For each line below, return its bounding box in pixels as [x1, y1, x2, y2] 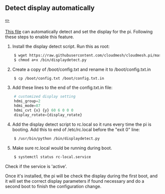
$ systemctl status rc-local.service [14, 154, 91, 159]
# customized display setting [14, 94, 76, 99]
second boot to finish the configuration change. [5, 183, 102, 189]
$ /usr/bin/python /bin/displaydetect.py [14, 136, 100, 141]
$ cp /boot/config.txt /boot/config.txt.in [14, 76, 105, 81]
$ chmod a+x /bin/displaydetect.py [14, 57, 87, 62]
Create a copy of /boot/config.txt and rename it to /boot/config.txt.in [12, 66, 151, 72]
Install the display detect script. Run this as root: [12, 43, 110, 49]
